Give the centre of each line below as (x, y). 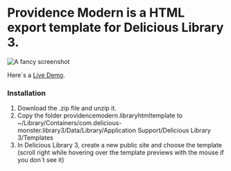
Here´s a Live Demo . (36, 75)
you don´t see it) (41, 160)
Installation (27, 93)
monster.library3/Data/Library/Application (77, 131)
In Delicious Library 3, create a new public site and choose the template (119, 145)
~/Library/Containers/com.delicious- (69, 123)
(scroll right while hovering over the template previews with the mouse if (120, 153)
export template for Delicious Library (115, 27)
